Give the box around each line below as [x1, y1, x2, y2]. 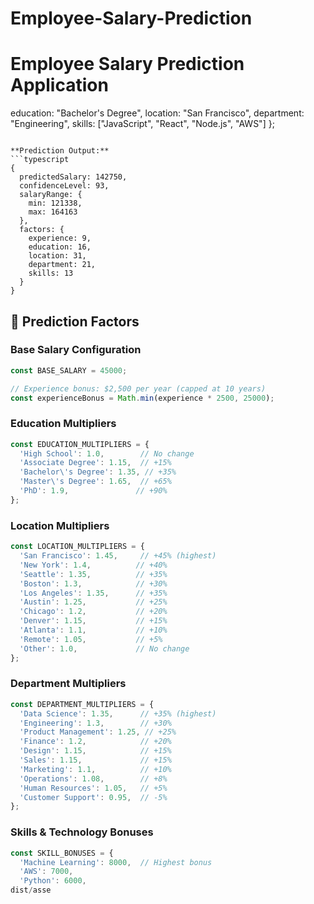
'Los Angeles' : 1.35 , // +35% [19, 588, 168, 598]
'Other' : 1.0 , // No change [19, 643, 190, 654]
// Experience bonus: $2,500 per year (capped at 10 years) [10, 383, 267, 394]
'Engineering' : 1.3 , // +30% [19, 718, 172, 728]
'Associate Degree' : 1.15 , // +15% [19, 458, 172, 468]
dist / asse [10, 885, 52, 896]
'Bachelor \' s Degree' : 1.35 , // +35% [19, 467, 177, 477]
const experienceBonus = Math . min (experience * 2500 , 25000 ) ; [10, 393, 275, 403]
